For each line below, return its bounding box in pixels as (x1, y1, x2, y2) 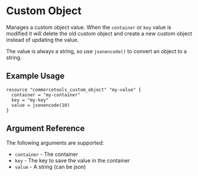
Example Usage (6, 71, 65, 81)
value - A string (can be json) (14, 163, 86, 170)
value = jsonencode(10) (11, 102, 70, 108)
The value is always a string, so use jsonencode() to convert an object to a (6, 47, 187, 54)
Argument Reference (6, 123, 85, 133)
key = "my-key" (11, 97, 49, 103)
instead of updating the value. (6, 36, 79, 43)
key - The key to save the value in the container (14, 157, 130, 164)
